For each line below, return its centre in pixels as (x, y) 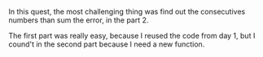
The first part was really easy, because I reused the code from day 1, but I (132, 36)
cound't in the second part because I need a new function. (107, 44)
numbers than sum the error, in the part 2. (79, 20)
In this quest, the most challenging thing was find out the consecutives (127, 12)
